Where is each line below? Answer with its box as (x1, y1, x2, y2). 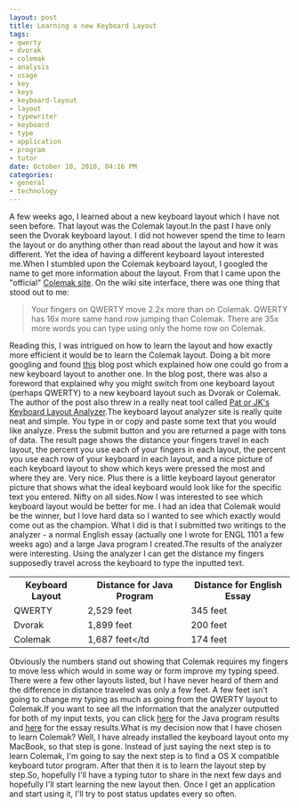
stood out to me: (9, 287, 69, 297)
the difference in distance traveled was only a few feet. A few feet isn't (9, 684, 269, 695)
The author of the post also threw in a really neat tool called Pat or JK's (9, 397, 270, 408)
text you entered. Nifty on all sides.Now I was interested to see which (9, 491, 263, 502)
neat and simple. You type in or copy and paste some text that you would (9, 416, 278, 426)
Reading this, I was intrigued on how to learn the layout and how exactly (9, 340, 273, 351)
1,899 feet (87, 619, 133, 631)
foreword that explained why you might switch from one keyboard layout (9, 378, 275, 388)
